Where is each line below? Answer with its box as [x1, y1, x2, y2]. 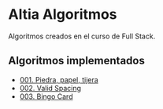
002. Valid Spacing [19, 83, 81, 93]
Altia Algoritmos [8, 5, 117, 24]
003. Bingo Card [19, 92, 73, 101]
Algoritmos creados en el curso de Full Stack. [8, 31, 156, 41]
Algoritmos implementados [8, 54, 146, 67]
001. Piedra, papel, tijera [19, 74, 98, 84]
